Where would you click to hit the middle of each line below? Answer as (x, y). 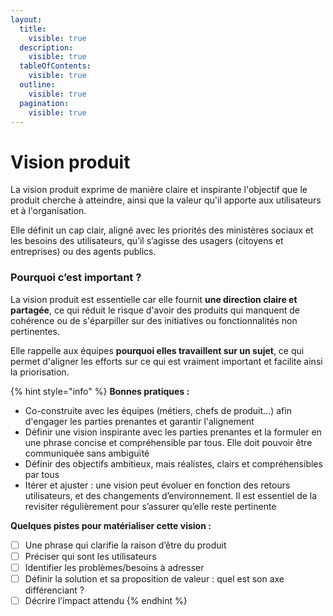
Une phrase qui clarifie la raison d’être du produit (125, 545)
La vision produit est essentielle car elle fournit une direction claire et (154, 299)
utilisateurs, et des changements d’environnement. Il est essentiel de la (171, 495)
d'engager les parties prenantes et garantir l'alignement (139, 421)
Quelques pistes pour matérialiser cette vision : (111, 525)
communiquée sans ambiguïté (87, 453)
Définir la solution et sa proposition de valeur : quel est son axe (154, 578)
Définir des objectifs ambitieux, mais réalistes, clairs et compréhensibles (173, 463)
